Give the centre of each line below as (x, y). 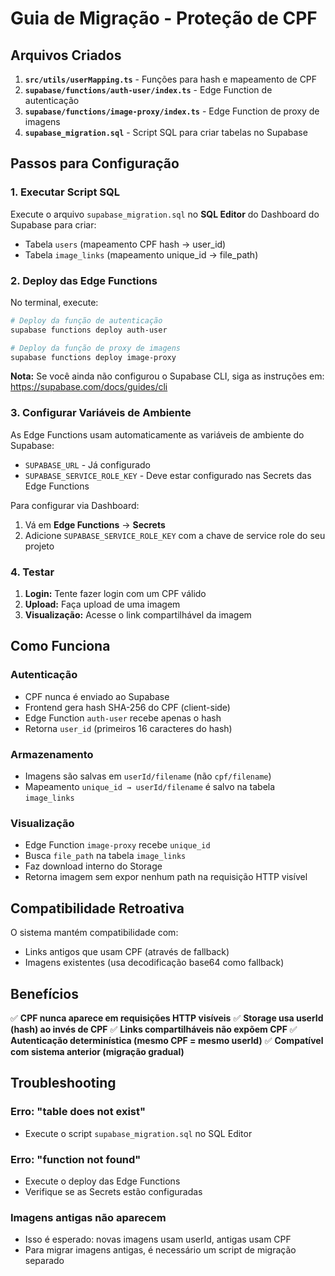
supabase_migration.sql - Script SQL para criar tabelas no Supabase (166, 132)
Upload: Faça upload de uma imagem (102, 604)
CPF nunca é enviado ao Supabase (97, 696)
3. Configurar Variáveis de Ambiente (101, 413)
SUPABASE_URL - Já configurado (88, 464)
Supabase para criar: (53, 224)
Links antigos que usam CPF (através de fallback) (127, 952)
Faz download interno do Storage (93, 866)
